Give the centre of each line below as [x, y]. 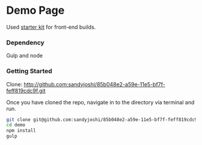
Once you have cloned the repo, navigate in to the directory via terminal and [100, 102]
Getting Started [29, 71]
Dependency [26, 43]
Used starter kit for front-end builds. [51, 27]
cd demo [16, 125]
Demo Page [35, 10]
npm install [21, 131]
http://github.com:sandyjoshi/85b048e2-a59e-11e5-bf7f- [94, 84]
